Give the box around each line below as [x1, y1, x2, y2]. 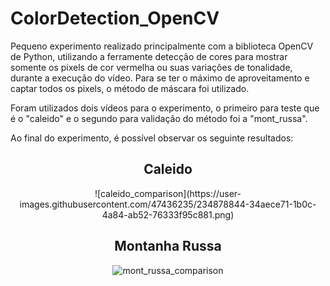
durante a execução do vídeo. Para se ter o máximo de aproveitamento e [10, 72, 310, 84]
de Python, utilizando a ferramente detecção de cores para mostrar [10, 50, 288, 62]
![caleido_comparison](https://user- [94, 187, 242, 199]
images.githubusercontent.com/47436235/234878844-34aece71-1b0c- [19, 198, 317, 210]
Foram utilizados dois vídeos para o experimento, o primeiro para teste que [10, 102, 320, 114]
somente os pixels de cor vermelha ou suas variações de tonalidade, [10, 61, 293, 73]
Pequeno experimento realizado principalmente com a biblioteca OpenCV [10, 40, 314, 52]
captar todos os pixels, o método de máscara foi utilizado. [10, 82, 250, 94]
